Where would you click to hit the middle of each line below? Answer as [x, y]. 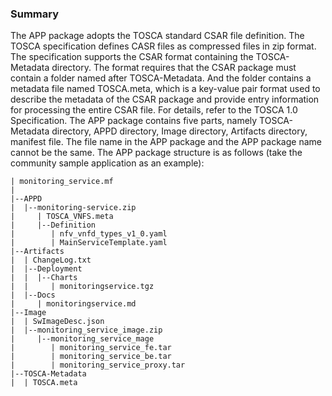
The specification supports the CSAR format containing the [132, 57]
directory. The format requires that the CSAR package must [174, 68]
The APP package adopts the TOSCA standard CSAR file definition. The [157, 36]
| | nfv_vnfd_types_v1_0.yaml [89, 234]
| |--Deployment [46, 269]
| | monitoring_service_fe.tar [91, 348]
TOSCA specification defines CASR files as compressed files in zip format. [163, 46]
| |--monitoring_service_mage [82, 339]
